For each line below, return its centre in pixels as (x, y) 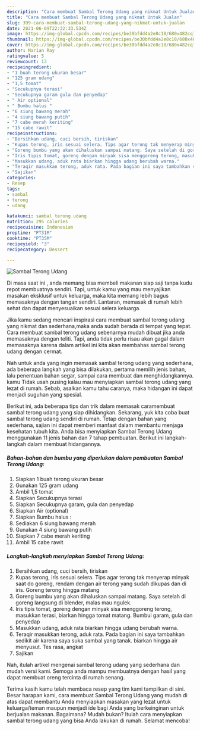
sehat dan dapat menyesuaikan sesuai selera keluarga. (74, 308)
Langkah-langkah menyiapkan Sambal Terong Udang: (76, 556)
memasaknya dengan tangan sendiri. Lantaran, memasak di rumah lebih (95, 302)
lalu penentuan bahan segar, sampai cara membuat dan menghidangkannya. (100, 376)
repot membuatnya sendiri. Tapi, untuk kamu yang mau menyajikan (89, 289)
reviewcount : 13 (27, 61)
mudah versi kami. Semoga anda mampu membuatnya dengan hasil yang (96, 671)
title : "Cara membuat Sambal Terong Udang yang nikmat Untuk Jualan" (95, 17)
